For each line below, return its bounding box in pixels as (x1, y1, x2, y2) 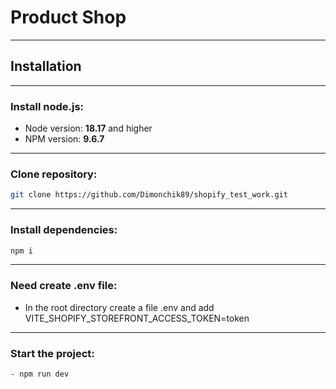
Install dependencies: (10, 223, 118, 237)
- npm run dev (10, 369, 70, 379)
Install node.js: (10, 99, 85, 113)
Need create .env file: (10, 279, 118, 293)
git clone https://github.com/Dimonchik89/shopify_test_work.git (10, 190, 288, 200)
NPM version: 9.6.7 (24, 133, 105, 145)
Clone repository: (10, 167, 98, 181)
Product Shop (10, 6, 127, 29)
